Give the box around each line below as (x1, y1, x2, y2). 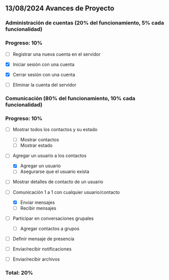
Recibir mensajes (20, 205, 57, 211)
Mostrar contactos (20, 137, 60, 143)
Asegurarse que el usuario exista (20, 168, 90, 175)
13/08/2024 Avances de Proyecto (5, 4, 115, 13)
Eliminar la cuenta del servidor (12, 82, 76, 88)
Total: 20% (5, 269, 33, 276)
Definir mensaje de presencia (12, 236, 75, 242)
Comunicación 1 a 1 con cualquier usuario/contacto (12, 189, 120, 195)
